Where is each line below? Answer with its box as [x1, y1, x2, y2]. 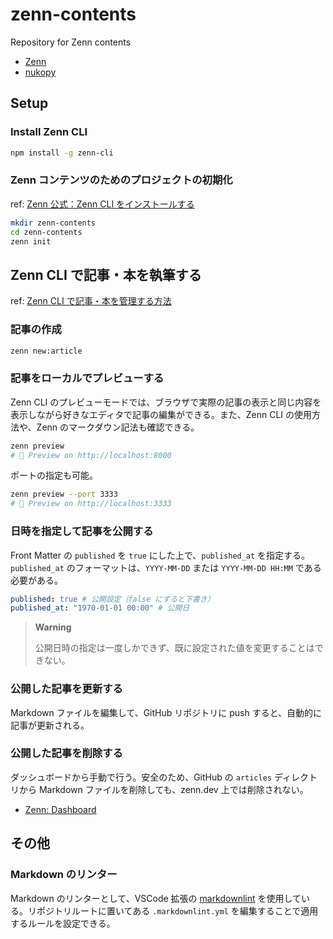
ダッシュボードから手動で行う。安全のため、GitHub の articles [10, 771, 272, 783]
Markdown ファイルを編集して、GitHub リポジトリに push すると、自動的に [10, 706, 323, 718]
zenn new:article [10, 346, 83, 356]
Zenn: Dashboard [24, 803, 97, 815]
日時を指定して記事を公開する [10, 524, 154, 538]
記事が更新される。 [10, 719, 90, 731]
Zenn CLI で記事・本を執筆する [10, 266, 202, 283]
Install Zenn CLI [10, 125, 88, 139]
